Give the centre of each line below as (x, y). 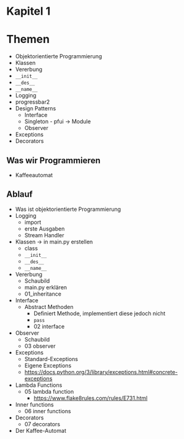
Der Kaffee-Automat (40, 430)
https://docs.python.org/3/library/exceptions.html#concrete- (101, 372)
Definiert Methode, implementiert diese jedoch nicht (99, 313)
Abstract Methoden (49, 307)
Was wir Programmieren (53, 160)
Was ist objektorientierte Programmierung (68, 209)
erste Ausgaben (44, 229)
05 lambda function (49, 391)
